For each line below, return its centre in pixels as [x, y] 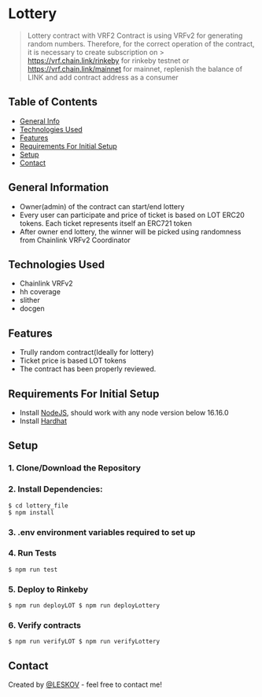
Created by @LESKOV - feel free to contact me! [85, 684]
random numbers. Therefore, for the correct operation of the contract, [141, 43]
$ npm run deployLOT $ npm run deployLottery [84, 606]
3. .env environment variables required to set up [102, 532]
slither [30, 301]
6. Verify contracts [44, 625]
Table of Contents [53, 102]
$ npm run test [33, 570]
